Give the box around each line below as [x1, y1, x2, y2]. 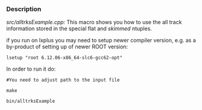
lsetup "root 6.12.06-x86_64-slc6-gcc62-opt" [6, 55, 122, 61]
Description [6, 5, 42, 13]
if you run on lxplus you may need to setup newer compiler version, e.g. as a [6, 37, 196, 44]
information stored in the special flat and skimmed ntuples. [6, 25, 153, 32]
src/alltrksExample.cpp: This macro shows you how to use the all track [6, 19, 182, 26]
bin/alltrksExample [6, 99, 55, 105]
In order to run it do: [6, 65, 56, 73]
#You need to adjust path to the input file [6, 77, 120, 83]
